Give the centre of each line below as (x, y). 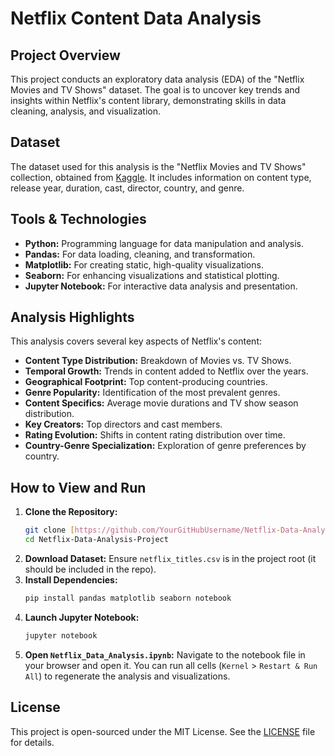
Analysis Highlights (72, 317)
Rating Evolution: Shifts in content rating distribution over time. (155, 435)
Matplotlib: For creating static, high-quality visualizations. (144, 264)
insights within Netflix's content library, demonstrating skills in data (148, 100)
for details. (32, 742)
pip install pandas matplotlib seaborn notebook (128, 598)
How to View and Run (78, 487)
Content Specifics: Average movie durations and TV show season (161, 403)
